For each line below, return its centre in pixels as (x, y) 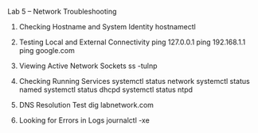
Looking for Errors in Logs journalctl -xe (84, 120)
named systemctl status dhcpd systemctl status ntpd (106, 89)
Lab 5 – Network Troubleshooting (62, 11)
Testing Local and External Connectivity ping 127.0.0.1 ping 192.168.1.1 (132, 42)
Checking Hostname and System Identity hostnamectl (107, 27)
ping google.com (47, 50)
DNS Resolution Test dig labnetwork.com (86, 105)
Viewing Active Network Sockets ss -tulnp (88, 66)
